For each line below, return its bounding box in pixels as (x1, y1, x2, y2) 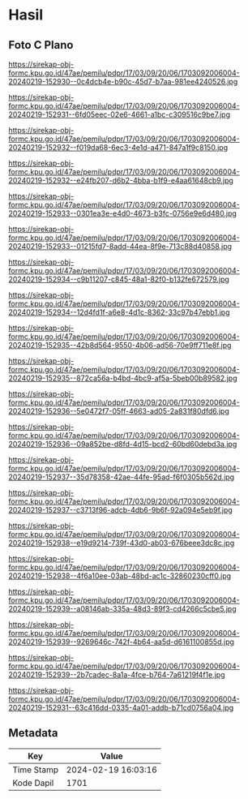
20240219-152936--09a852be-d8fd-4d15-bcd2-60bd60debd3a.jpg (8, 440, 237, 449)
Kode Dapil (12, 777, 54, 788)
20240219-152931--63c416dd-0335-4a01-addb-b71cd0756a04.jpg (8, 703, 234, 712)
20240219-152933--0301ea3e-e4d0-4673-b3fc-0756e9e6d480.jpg (8, 208, 237, 218)
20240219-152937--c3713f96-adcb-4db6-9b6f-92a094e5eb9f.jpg (8, 505, 233, 514)
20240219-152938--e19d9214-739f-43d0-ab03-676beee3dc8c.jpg (8, 538, 235, 548)
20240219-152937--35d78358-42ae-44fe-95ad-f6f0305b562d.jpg (8, 472, 235, 482)
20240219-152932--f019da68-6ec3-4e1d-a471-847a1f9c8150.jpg (8, 143, 229, 152)
